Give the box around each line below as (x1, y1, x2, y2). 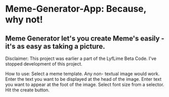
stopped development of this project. (5, 61, 82, 67)
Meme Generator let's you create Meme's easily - (5, 34, 164, 43)
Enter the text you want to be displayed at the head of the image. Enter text (5, 76, 162, 82)
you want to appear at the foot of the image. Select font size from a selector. (5, 82, 164, 87)
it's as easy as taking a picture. (5, 42, 105, 51)
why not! (5, 14, 43, 25)
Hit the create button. (5, 87, 50, 93)
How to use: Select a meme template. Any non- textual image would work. (5, 71, 160, 77)
